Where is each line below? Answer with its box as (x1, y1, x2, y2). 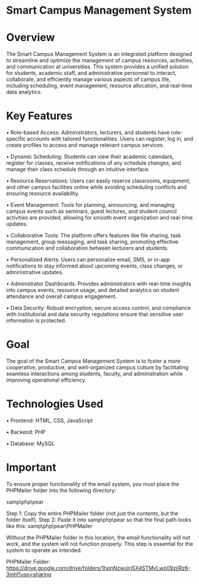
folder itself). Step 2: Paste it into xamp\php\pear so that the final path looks (6, 516, 192, 523)
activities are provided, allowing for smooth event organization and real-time (6, 214, 193, 221)
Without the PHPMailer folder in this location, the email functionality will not (6, 533, 191, 541)
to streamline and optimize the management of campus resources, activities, (6, 57, 194, 64)
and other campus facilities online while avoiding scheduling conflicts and (6, 184, 187, 191)
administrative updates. (6, 269, 64, 276)
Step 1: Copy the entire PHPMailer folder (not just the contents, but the (6, 510, 178, 517)
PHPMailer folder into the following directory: (6, 486, 116, 494)
